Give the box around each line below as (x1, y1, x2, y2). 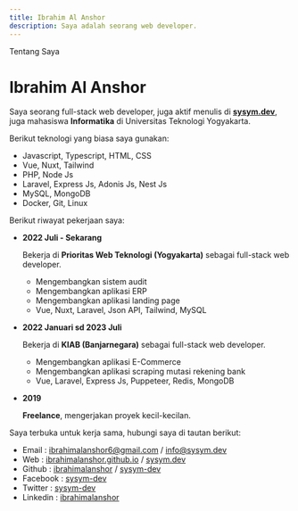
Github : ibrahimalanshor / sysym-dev (21, 464, 161, 474)
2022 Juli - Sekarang (21, 233, 103, 243)
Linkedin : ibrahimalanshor (21, 492, 120, 503)
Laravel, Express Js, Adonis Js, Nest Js (21, 179, 168, 190)
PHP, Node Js (21, 169, 74, 180)
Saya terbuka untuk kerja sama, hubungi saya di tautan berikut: (9, 427, 242, 438)
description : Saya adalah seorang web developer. (9, 21, 198, 30)
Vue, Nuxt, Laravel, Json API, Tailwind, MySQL (35, 305, 207, 316)
